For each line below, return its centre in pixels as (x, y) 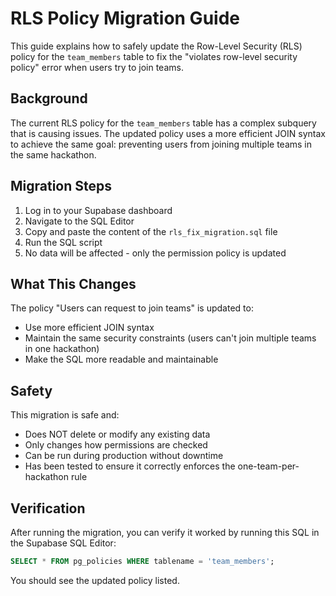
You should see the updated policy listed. (95, 580)
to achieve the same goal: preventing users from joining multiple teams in (161, 144)
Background (49, 98)
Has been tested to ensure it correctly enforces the (130, 466)
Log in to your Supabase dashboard (98, 210)
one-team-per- (268, 466)
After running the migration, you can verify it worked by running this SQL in (165, 532)
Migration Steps (61, 186)
